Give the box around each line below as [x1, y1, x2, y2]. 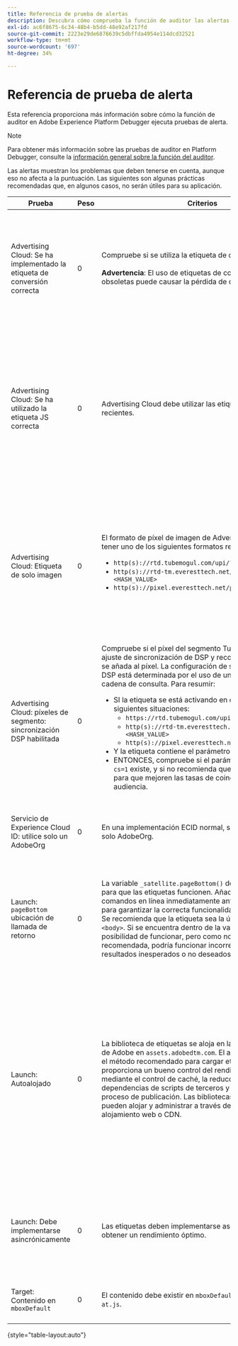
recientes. [101, 408, 135, 417]
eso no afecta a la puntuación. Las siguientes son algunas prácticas [7, 174, 205, 182]
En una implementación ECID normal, [101, 822, 225, 832]
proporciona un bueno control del [101, 1065, 213, 1075]
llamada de [11, 921, 47, 931]
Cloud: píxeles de [11, 707, 69, 717]
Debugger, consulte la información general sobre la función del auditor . [7, 152, 215, 161]
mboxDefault [11, 1304, 52, 1312]
